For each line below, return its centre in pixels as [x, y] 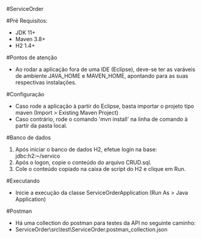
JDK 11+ [25, 32]
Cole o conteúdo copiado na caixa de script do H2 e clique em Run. [100, 169]
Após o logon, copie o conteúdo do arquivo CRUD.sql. [83, 162]
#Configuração [25, 94]
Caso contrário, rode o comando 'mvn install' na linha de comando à [101, 119]
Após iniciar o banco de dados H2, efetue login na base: [86, 149]
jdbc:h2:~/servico [38, 156]
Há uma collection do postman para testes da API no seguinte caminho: [105, 223]
